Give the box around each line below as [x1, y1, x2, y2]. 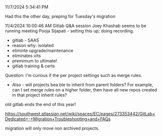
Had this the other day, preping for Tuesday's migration [5, 14, 115, 19]
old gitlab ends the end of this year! [5, 102, 76, 107]
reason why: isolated [12, 43, 54, 48]
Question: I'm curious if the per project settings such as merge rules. [5, 73, 142, 78]
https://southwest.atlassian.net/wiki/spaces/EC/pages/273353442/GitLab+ [5, 111, 156, 117]
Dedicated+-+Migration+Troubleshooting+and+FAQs [5, 116, 111, 121]
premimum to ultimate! [12, 58, 57, 63]
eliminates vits [12, 53, 41, 59]
